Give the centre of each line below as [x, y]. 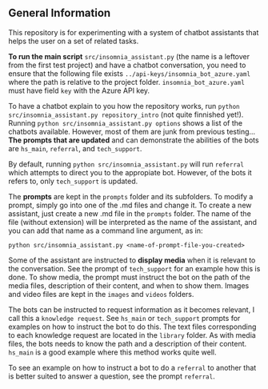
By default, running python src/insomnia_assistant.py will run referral [126, 164]
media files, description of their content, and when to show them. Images [129, 285]
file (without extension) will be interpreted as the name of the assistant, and [133, 222]
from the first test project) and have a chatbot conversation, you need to [127, 65]
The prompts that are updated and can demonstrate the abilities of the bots [134, 140]
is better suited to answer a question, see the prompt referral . [112, 376]
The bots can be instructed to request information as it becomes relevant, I [131, 309]
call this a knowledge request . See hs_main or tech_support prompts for [124, 318]
